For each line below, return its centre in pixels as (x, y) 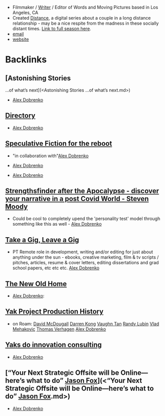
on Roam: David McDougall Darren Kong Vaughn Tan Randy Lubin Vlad (86, 324)
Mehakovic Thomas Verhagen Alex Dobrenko (59, 329)
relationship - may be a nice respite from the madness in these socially (86, 23)
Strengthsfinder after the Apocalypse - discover (82, 191)
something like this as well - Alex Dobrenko (57, 224)
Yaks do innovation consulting (53, 345)
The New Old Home (36, 284)
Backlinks (26, 60)
